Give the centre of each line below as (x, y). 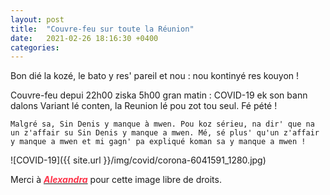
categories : (35, 47)
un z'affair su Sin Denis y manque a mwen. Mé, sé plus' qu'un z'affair (165, 133)
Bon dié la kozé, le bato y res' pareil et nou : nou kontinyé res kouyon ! (155, 76)
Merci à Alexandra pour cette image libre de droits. (116, 180)
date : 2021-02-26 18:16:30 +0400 (84, 38)
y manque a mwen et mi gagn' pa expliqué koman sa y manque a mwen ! (158, 142)
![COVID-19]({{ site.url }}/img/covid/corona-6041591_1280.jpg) (138, 160)
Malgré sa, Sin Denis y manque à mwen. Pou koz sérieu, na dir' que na (162, 124)
